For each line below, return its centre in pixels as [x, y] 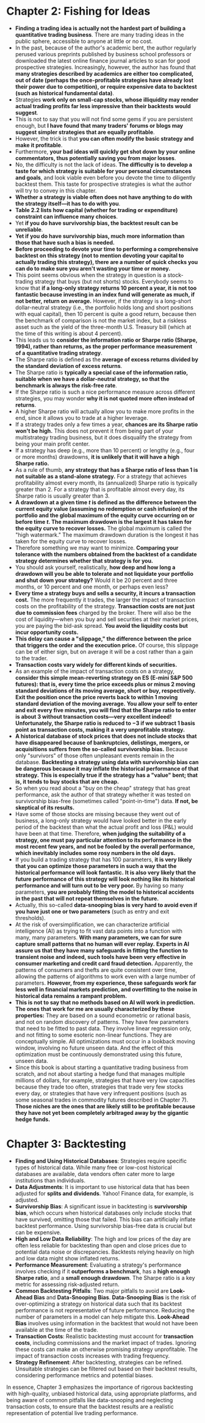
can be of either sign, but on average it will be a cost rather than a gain [104, 652]
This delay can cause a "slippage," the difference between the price [103, 638]
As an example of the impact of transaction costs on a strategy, [95, 671]
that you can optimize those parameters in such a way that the [96, 866]
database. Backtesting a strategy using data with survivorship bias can [107, 762]
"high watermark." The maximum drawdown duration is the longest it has [107, 535]
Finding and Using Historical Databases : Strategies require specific [101, 1161]
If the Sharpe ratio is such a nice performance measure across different [105, 392]
